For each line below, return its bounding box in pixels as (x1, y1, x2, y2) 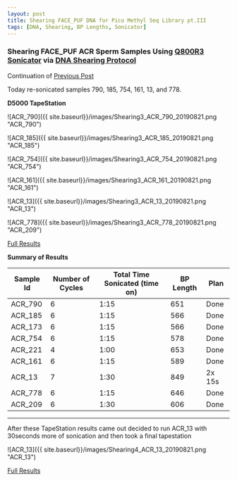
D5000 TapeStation (7, 99, 66, 107)
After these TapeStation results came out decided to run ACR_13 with (7, 424, 207, 432)
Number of (52, 274, 90, 284)
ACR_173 (11, 322, 42, 332)
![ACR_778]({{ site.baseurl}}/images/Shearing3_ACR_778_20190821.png (7, 218, 217, 226)
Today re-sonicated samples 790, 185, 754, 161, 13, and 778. (7, 85, 182, 94)
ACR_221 (11, 344, 42, 354)
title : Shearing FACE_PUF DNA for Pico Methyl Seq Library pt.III (7, 17, 207, 24)
